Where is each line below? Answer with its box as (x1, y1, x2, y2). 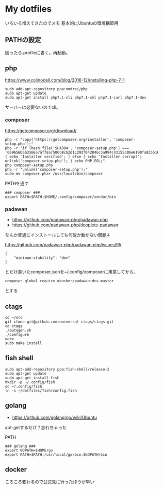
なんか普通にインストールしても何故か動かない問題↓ (5, 232, 111, 238)
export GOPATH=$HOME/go (5, 448, 53, 453)
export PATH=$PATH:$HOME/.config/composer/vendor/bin (5, 194, 116, 199)
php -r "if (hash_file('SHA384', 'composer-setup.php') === (5, 145, 130, 151)
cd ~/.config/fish (5, 384, 42, 389)
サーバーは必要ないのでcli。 (5, 104, 61, 110)
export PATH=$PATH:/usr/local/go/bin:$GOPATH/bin (5, 452, 108, 457)
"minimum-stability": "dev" (14, 255, 70, 260)
